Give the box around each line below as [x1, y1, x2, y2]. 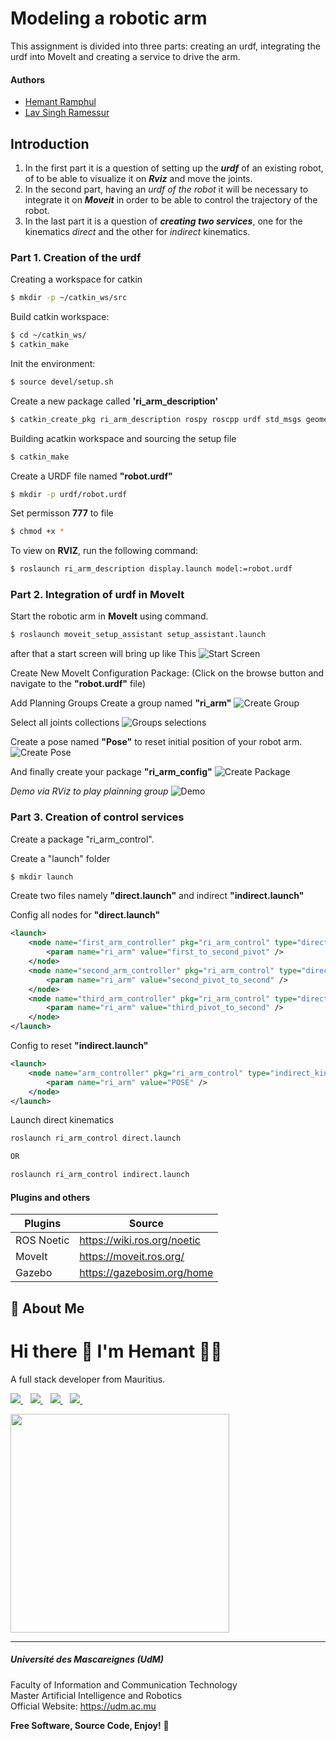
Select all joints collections [10, 717, 120, 729]
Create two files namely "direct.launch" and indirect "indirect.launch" [10, 890, 305, 902]
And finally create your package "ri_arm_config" [10, 766, 213, 778]
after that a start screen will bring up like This [10, 648, 197, 660]
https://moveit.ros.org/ [79, 1250, 185, 1264]
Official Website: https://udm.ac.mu [10, 1700, 157, 1712]
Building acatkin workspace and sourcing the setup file [10, 432, 237, 444]
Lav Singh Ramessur [24, 107, 110, 119]
